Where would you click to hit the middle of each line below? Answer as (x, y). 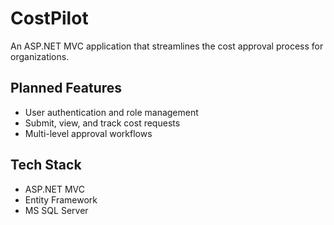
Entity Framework (61, 199)
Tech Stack (46, 165)
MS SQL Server (56, 210)
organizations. (40, 56)
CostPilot (49, 18)
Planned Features (66, 88)
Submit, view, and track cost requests (102, 123)
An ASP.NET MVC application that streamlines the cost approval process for (167, 46)
